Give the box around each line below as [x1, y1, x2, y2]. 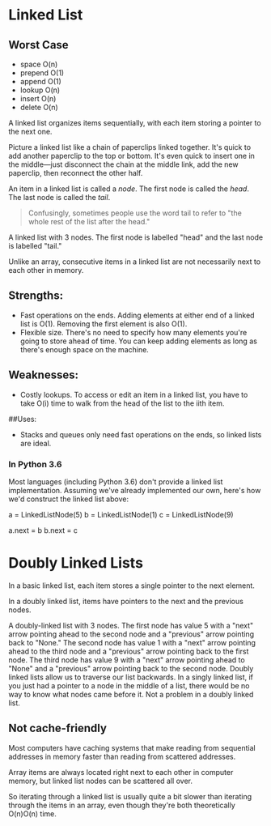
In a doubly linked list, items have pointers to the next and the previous [8, 596, 244, 606]
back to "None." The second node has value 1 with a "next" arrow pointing [8, 637, 256, 647]
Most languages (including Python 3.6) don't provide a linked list [8, 476, 223, 487]
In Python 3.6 [8, 458, 62, 470]
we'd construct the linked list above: [8, 494, 129, 504]
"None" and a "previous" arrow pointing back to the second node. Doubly [8, 663, 254, 673]
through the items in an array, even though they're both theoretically [8, 800, 236, 810]
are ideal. [19, 438, 52, 448]
